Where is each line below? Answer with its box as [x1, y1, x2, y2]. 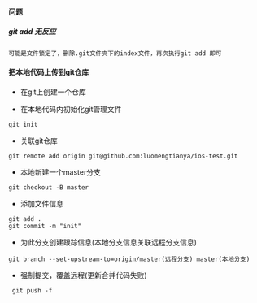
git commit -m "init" [8, 222, 82, 230]
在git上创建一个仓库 [20, 87, 87, 97]
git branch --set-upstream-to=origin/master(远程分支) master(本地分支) [8, 255, 250, 263]
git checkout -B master [8, 183, 89, 192]
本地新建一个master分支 [20, 167, 102, 177]
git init [8, 120, 38, 128]
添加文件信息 [20, 198, 63, 208]
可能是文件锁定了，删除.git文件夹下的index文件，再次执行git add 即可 [8, 49, 222, 58]
